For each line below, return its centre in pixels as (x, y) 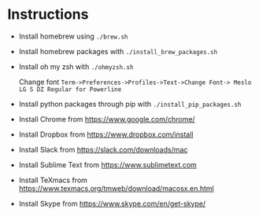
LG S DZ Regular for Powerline (70, 89)
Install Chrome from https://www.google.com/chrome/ (107, 119)
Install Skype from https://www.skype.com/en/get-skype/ (112, 203)
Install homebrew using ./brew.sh (73, 36)
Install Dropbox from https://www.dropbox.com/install (106, 134)
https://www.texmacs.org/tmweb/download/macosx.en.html (116, 188)
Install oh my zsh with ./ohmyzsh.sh (76, 66)
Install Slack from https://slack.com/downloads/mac (103, 149)
